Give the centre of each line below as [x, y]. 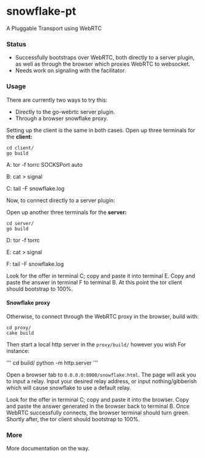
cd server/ [20, 223]
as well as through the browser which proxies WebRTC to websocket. [103, 64]
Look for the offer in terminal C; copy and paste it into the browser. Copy [98, 399]
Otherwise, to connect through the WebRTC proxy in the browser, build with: [102, 316]
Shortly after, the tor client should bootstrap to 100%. [73, 419]
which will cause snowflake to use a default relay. [69, 387]
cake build [20, 333]
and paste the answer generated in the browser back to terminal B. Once [98, 406]
